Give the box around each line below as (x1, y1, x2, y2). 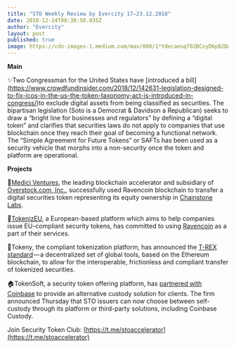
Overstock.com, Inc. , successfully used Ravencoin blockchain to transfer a (7, 186, 223, 194)
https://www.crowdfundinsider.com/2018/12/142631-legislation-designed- (9, 84, 224, 92)
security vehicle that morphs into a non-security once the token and (7, 143, 204, 152)
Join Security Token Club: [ (7, 326, 86, 334)
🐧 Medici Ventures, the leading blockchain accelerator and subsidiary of (7, 179, 214, 186)
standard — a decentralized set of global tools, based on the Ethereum (7, 250, 209, 259)
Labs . (7, 201, 23, 209)
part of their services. (7, 229, 70, 238)
